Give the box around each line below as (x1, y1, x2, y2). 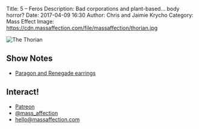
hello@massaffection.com (14, 116, 80, 123)
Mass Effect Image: (6, 18, 54, 25)
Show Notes (6, 54, 53, 64)
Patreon (14, 102, 35, 110)
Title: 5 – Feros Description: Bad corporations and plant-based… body (6, 5, 180, 12)
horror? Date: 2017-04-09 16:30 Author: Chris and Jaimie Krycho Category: (6, 11, 194, 19)
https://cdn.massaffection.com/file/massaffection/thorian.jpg (6, 24, 158, 31)
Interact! (6, 87, 39, 97)
